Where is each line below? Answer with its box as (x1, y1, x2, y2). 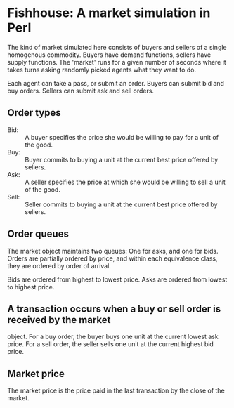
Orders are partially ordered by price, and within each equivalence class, (7, 254, 218, 263)
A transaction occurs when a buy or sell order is (7, 303, 221, 315)
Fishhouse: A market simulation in (7, 5, 211, 21)
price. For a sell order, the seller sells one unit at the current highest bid (7, 340, 214, 348)
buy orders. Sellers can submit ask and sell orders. (7, 86, 155, 95)
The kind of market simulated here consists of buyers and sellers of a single (7, 43, 227, 51)
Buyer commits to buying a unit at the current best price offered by (25, 155, 219, 164)
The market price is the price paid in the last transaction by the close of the (7, 386, 225, 395)
